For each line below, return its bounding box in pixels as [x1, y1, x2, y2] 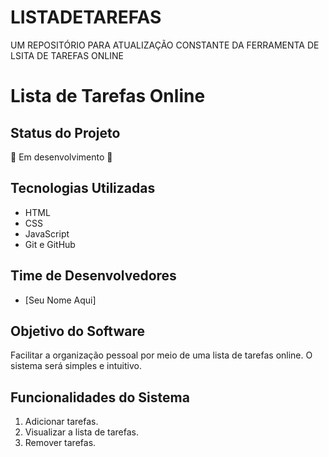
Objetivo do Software [10, 322, 145, 340]
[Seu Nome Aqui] [24, 294, 97, 306]
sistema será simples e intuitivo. [10, 360, 142, 372]
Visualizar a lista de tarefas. [24, 426, 140, 438]
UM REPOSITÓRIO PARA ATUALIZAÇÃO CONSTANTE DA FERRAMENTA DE [10, 39, 320, 51]
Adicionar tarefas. [24, 416, 99, 428]
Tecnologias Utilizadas [10, 180, 156, 197]
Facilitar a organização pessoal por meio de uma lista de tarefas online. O [10, 349, 313, 361]
